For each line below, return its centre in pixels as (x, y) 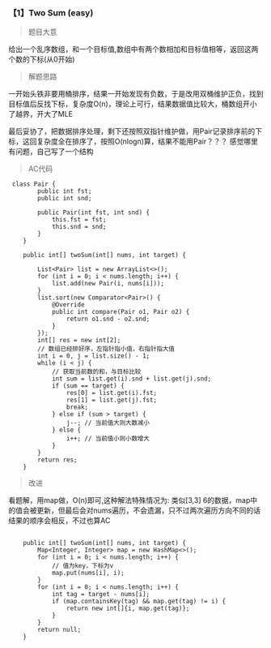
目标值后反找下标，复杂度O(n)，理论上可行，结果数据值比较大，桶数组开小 (133, 104)
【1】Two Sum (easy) (51, 12)
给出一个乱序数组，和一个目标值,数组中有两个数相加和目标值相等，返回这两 (133, 49)
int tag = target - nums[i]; (101, 594)
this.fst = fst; (79, 220)
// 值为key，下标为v (83, 566)
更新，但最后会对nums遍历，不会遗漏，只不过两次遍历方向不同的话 (148, 511)
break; (77, 407)
